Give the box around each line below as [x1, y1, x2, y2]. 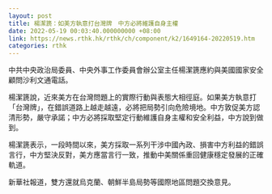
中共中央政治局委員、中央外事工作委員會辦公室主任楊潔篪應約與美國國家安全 [8, 65, 264, 75]
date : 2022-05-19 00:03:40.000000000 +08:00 [8, 27, 161, 35]
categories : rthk [8, 42, 67, 50]
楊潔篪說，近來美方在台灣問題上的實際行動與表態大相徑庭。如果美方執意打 [8, 92, 257, 102]
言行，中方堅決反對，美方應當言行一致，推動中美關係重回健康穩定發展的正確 [8, 150, 264, 160]
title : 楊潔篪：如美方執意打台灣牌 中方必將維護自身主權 [8, 19, 179, 27]
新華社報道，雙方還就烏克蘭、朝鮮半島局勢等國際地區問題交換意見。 [8, 177, 236, 187]
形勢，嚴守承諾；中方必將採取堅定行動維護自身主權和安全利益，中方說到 [15, 112, 257, 122]
